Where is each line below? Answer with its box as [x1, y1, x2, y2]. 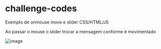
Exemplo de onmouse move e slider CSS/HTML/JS [5, 19, 109, 25]
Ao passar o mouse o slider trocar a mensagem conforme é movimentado [5, 28, 157, 34]
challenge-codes [5, 3, 77, 14]
